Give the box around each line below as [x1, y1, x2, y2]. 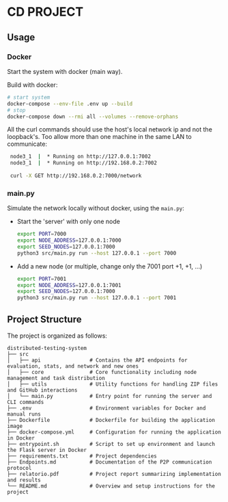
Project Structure [7, 313, 82, 325]
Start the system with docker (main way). [7, 67, 123, 75]
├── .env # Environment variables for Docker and [7, 405, 206, 412]
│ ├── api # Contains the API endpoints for [7, 357, 188, 364]
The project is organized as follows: [7, 331, 108, 340]
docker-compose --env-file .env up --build [7, 100, 133, 107]
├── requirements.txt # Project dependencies [7, 453, 157, 460]
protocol [7, 464, 32, 471]
